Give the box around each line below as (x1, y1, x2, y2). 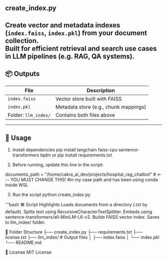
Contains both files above (55, 112, 115, 119)
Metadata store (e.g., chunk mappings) (55, 103, 147, 110)
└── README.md (5, 240, 42, 246)
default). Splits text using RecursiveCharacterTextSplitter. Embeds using (5, 209, 153, 215)
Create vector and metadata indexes (5, 21, 121, 29)
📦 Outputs (5, 70, 40, 78)
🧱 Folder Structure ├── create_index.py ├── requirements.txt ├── (5, 229, 143, 235)
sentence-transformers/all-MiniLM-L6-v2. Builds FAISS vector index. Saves (5, 214, 160, 220)
